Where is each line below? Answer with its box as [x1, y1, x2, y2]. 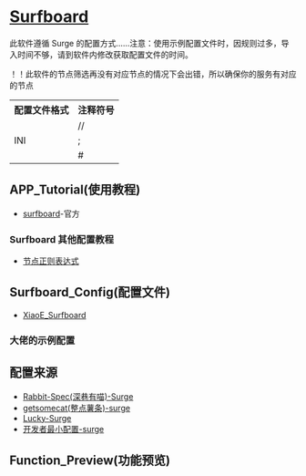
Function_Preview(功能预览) [9, 452, 171, 468]
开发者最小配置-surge [22, 423, 105, 434]
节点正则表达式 [22, 255, 79, 266]
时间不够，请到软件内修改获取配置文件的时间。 [16, 48, 193, 60]
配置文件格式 [14, 103, 70, 116]
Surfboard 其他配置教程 [9, 233, 114, 245]
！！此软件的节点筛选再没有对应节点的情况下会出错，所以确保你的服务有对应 [9, 68, 297, 79]
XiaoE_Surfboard [22, 309, 87, 320]
